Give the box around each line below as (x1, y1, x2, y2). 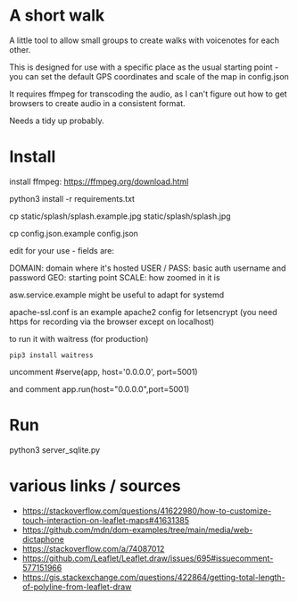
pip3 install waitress (9, 350, 94, 360)
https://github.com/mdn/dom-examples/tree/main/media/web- (21, 524, 253, 535)
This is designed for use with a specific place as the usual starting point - (9, 62, 279, 72)
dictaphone (21, 533, 64, 545)
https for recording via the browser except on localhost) (9, 316, 215, 327)
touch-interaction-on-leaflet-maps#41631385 (21, 514, 190, 525)
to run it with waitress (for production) (9, 333, 149, 344)
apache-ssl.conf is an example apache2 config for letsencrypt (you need (9, 306, 277, 317)
